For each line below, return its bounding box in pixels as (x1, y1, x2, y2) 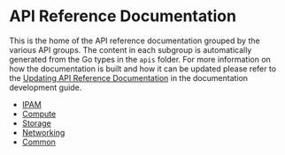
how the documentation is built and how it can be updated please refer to (9, 63, 277, 74)
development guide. (9, 82, 82, 92)
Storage (21, 117, 51, 129)
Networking (21, 127, 65, 137)
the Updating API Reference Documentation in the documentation (9, 72, 249, 83)
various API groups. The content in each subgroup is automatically (9, 44, 252, 55)
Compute (21, 108, 57, 119)
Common (21, 137, 56, 147)
